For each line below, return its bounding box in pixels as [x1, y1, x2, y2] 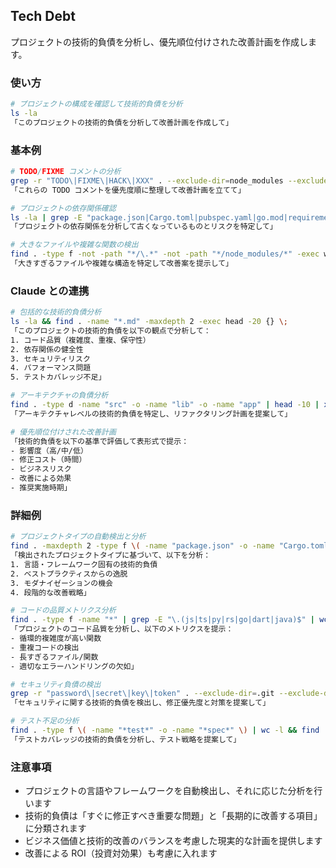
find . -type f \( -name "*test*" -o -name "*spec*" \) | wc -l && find [10, 725, 320, 735]
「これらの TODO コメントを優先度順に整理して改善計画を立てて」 [10, 185, 246, 195]
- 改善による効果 [10, 474, 72, 484]
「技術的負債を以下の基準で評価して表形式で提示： [10, 436, 190, 446]
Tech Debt [10, 8, 76, 25]
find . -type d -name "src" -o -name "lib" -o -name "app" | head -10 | [10, 400, 320, 410]
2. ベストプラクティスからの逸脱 [10, 569, 128, 579]
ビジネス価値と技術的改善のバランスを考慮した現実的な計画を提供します [24, 835, 323, 847]
